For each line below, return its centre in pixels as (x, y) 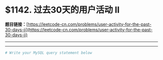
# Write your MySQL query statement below (49, 53)
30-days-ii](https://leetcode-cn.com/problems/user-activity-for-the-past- (79, 30)
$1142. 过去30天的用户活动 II (62, 10)
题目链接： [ (16, 24)
